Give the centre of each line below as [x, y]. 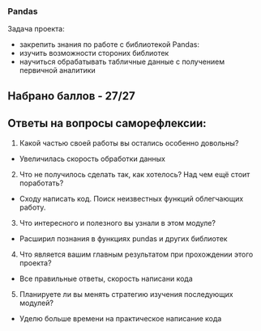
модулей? [36, 303]
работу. [32, 207]
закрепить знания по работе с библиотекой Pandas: [109, 45]
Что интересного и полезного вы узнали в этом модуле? [118, 223]
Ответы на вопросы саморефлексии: [107, 123]
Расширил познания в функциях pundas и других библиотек [123, 238]
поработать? [41, 183]
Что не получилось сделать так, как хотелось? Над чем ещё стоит [135, 174]
